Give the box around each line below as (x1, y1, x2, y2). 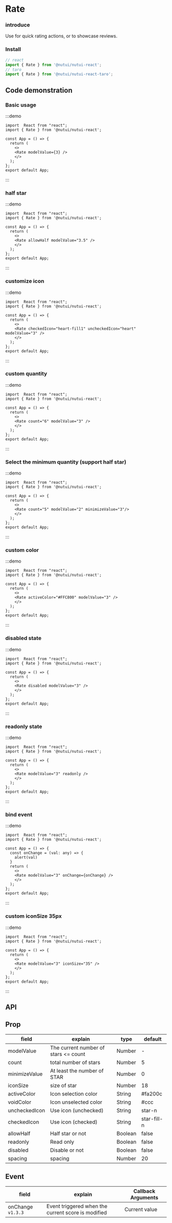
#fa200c (141, 1090, 163, 1097)
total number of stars (50, 1059, 101, 1066)
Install (5, 46, 21, 53)
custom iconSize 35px (5, 913, 62, 920)
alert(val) (14, 855, 38, 860)
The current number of (50, 1044, 105, 1051)
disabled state (5, 635, 42, 642)
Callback (133, 1187, 156, 1194)
